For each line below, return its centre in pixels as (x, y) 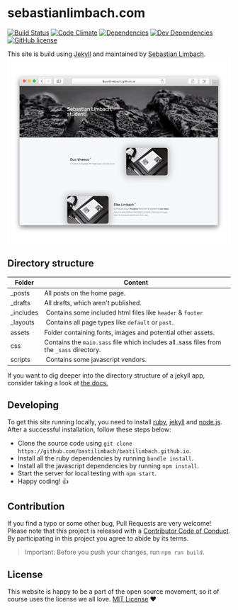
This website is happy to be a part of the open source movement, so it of (113, 591)
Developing (33, 405)
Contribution (36, 506)
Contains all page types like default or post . (110, 322)
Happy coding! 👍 (43, 481)
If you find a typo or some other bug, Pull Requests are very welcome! (109, 524)
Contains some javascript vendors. (96, 360)
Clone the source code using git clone (75, 444)
